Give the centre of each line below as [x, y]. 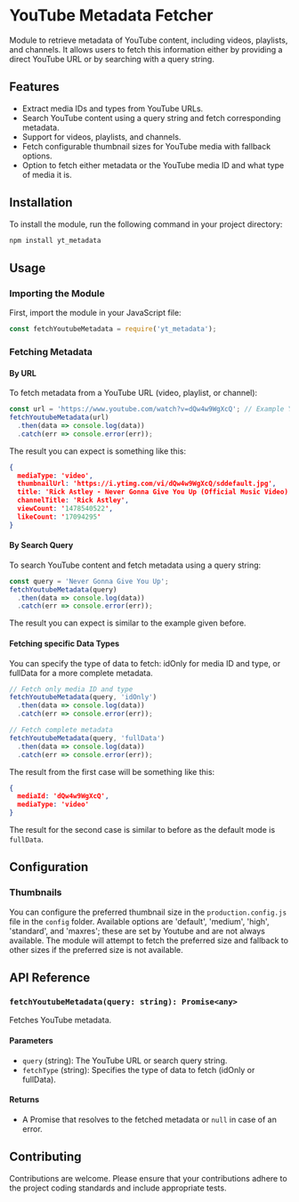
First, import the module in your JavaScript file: [95, 313]
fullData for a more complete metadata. [81, 673]
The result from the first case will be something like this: [112, 771]
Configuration [49, 867]
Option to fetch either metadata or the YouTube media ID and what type [153, 165]
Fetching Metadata [51, 351]
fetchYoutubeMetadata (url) [59, 417]
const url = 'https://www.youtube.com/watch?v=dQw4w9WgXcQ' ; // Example [147, 409]
